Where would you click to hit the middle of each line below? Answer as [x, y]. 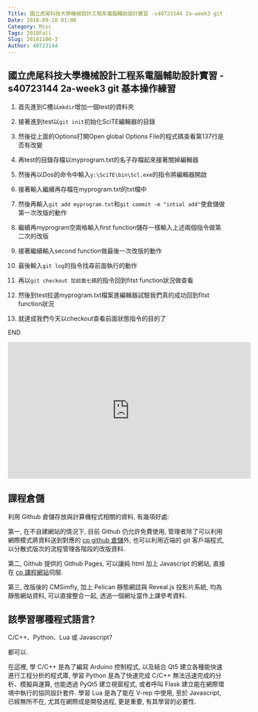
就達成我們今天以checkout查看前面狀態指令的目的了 [92, 318]
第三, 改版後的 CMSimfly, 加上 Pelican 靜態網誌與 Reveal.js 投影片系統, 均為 [115, 586]
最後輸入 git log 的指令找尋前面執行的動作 [77, 265]
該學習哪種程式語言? [52, 619]
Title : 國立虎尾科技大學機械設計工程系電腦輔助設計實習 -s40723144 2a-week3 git [115, 14]
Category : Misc [30, 26]
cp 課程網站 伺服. [39, 572]
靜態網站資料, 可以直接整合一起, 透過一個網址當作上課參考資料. [97, 595]
